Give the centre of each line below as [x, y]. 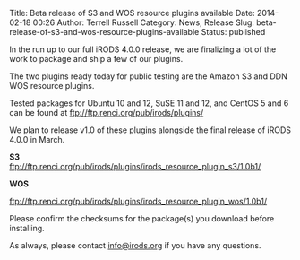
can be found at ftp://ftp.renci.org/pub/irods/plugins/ [107, 113]
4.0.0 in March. [37, 139]
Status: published [233, 32]
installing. [27, 228]
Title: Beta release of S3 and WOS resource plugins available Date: [132, 13]
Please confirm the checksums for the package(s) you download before [142, 218]
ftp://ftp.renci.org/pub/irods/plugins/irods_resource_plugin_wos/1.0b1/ [138, 201]
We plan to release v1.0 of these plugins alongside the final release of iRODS [150, 130]
